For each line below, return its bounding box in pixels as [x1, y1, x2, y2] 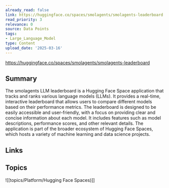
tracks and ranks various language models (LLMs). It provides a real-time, [5, 93, 161, 100]
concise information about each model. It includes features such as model [5, 115, 161, 121]
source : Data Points [5, 27, 50, 32]
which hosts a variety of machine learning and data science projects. [5, 131, 151, 137]
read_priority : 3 [5, 17, 42, 22]
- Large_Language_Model [5, 36, 56, 41]
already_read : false [5, 7, 50, 13]
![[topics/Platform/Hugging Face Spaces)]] [5, 177, 95, 183]
